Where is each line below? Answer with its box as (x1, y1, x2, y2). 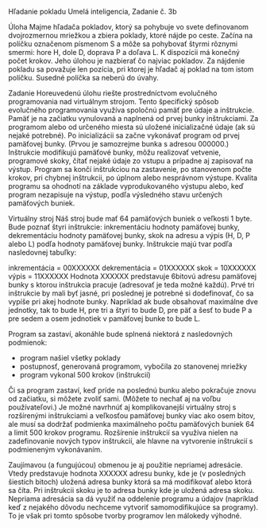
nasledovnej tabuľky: (8, 248, 77, 257)
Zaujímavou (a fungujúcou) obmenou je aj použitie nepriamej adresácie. (8, 460, 244, 469)
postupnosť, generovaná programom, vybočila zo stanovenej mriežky (19, 362, 248, 371)
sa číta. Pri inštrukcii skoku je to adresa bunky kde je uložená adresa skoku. (8, 486, 255, 495)
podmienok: (8, 338, 48, 347)
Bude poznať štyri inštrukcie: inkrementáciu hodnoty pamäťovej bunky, (8, 222, 240, 232)
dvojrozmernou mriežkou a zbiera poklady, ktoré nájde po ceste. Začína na (8, 31, 253, 40)
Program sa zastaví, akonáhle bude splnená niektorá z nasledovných (8, 330, 233, 338)
